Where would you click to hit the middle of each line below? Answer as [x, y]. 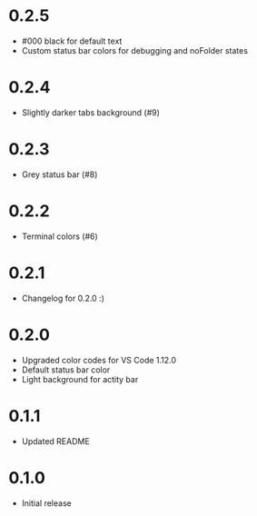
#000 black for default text [72, 41]
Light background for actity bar [80, 379]
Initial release [46, 503]
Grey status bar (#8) [59, 174]
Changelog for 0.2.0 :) [63, 298]
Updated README [55, 441]
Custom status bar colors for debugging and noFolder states [135, 50]
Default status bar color [66, 370]
